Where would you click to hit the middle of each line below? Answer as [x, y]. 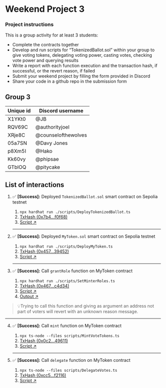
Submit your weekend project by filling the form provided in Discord [81, 76]
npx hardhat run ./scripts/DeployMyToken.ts [66, 247]
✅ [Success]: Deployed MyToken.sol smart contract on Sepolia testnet [84, 236]
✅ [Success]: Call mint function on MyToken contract [67, 326]
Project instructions [29, 25]
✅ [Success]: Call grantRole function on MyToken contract [72, 271]
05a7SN [17, 143]
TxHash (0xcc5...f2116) [43, 375]
